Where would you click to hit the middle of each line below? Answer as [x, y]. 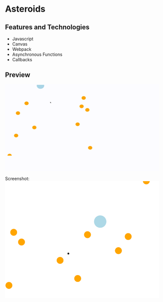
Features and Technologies [47, 27]
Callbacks [22, 59]
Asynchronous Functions [37, 54]
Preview [18, 75]
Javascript [23, 39]
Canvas [20, 44]
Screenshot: [17, 179]
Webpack [22, 49]
